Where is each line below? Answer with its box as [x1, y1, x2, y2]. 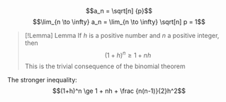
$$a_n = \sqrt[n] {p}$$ [86, 7, 152, 15]
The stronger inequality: [7, 75, 78, 84]
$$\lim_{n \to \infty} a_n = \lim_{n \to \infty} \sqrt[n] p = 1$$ [33, 18, 205, 26]
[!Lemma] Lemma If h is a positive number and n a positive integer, [24, 32, 220, 39]
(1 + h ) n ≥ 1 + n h [104, 50, 152, 59]
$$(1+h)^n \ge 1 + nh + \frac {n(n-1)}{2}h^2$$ [52, 87, 186, 95]
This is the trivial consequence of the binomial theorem [24, 62, 186, 70]
